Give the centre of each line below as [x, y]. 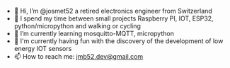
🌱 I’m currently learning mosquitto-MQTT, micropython [94, 33]
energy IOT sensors [43, 49]
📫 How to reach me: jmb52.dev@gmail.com [79, 56]
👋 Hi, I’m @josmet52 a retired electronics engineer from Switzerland [113, 11]
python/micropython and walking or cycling [77, 26]
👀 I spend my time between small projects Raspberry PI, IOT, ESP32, [114, 18]
